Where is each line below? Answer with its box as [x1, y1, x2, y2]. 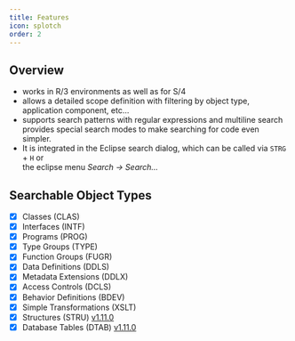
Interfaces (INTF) [21, 222, 86, 232]
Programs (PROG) [21, 231, 88, 242]
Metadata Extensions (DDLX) [21, 272, 129, 282]
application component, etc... [21, 105, 130, 116]
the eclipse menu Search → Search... [21, 162, 158, 173]
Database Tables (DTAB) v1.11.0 [21, 321, 137, 332]
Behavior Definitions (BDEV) [21, 291, 125, 303]
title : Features [9, 12, 69, 22]
